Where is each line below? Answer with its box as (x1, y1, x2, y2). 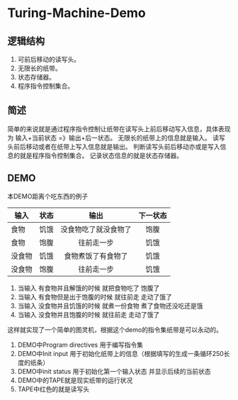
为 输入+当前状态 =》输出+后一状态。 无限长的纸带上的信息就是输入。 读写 (7, 133, 225, 142)
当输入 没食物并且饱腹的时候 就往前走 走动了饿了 (17, 310, 160, 318)
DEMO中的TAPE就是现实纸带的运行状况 (17, 376, 133, 384)
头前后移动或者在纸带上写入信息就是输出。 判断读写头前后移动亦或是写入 (7, 142, 220, 150)
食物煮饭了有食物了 (64, 250, 129, 260)
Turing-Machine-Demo (7, 5, 147, 21)
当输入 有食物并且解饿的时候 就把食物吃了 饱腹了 (17, 284, 160, 292)
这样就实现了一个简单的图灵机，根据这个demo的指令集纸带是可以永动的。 (7, 325, 223, 334)
